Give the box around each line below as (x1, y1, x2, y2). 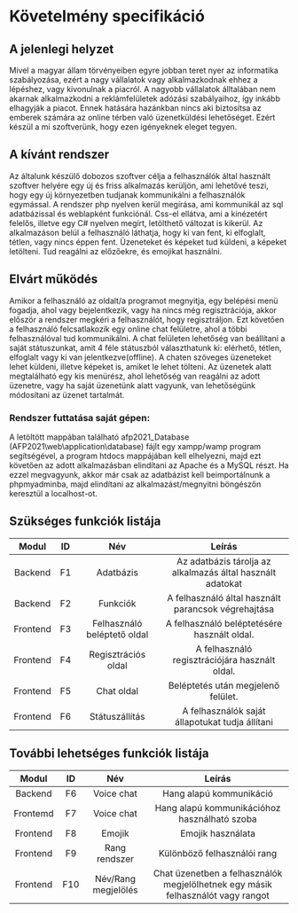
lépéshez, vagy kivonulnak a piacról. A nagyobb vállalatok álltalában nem (9, 84, 277, 94)
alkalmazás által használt (171, 566, 277, 578)
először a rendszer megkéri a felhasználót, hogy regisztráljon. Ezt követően (9, 314, 285, 324)
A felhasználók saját (182, 705, 266, 717)
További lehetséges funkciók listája (9, 746, 210, 761)
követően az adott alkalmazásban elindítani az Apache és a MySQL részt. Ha (9, 459, 289, 471)
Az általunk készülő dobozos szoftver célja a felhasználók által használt (9, 170, 271, 181)
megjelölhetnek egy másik (163, 878, 273, 890)
